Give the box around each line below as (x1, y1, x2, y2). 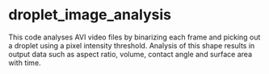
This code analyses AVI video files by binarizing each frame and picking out (8, 32, 261, 42)
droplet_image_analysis (8, 6, 172, 24)
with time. (8, 58, 42, 68)
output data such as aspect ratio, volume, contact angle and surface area (8, 49, 253, 59)
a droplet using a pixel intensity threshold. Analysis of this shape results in (8, 40, 255, 50)
